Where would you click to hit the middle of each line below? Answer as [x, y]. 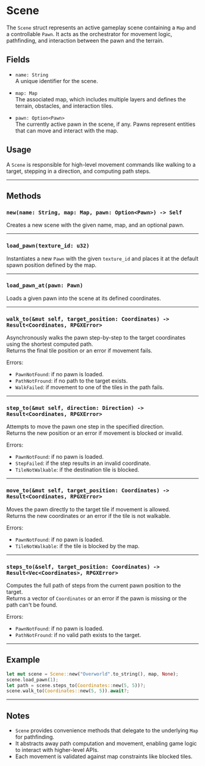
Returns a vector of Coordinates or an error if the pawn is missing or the [97, 599]
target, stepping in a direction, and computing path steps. [78, 171]
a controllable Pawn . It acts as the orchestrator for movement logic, [89, 34]
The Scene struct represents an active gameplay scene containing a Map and [101, 27]
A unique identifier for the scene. [56, 81]
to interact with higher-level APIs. [57, 750]
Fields [18, 60]
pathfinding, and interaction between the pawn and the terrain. [85, 40]
